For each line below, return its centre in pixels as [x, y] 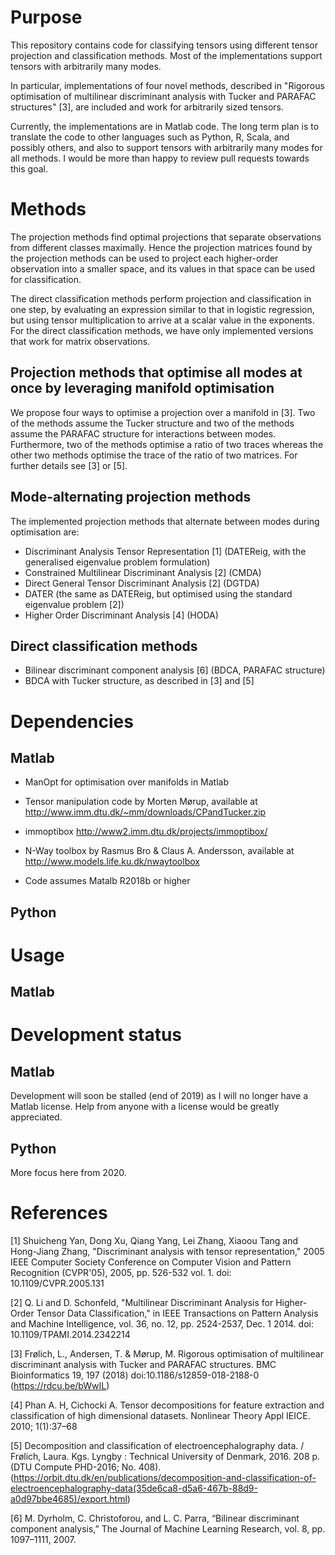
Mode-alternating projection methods [131, 497]
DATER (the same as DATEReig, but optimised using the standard [158, 593]
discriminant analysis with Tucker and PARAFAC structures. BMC [143, 1365]
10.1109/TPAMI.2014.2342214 [70, 1335]
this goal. [29, 168]
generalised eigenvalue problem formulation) [117, 562]
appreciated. [36, 1117]
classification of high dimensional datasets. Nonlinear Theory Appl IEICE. [160, 1416]
